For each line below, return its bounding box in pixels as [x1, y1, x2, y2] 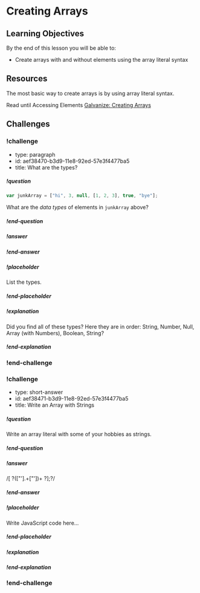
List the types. [6, 278, 42, 286]
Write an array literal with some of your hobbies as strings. [6, 431, 152, 438]
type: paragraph [15, 151, 56, 158]
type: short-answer [15, 388, 63, 396]
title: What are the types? [15, 163, 78, 171]
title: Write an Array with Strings [15, 401, 95, 409]
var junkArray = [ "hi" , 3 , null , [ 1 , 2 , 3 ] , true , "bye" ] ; [6, 192, 158, 199]
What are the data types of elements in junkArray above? [6, 204, 149, 211]
